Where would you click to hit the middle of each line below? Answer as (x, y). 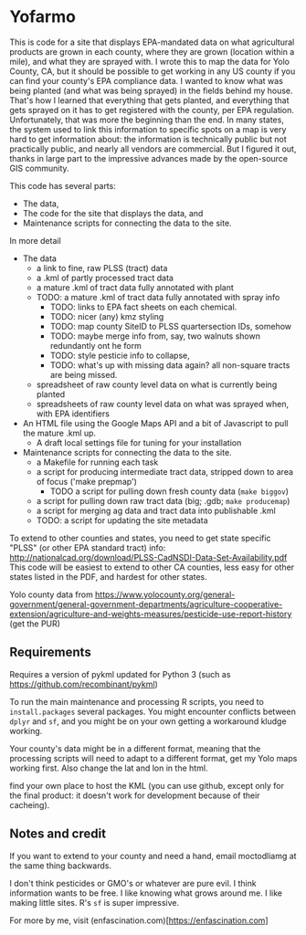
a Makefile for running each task (97, 462)
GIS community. (40, 168)
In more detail (35, 240)
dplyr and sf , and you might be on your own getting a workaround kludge (148, 721)
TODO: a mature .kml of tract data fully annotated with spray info (158, 297)
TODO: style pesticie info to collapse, (120, 355)
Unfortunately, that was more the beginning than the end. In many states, (147, 120)
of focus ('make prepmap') (86, 481)
